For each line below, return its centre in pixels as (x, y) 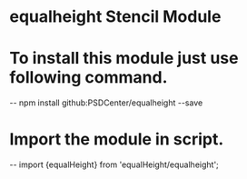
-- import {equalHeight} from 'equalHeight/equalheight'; (114, 164)
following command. (89, 78)
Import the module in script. (117, 139)
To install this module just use (124, 59)
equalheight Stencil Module (115, 17)
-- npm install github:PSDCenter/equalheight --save (106, 103)
